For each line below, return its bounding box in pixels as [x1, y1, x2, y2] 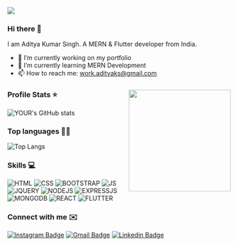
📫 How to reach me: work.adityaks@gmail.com [17, 69, 157, 78]
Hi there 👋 [7, 23, 42, 33]
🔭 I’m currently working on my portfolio [17, 54, 132, 62]
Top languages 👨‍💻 [7, 126, 71, 136]
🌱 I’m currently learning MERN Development [17, 61, 147, 70]
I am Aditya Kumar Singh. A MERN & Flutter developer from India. [7, 40, 197, 49]
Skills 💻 [7, 160, 36, 170]
